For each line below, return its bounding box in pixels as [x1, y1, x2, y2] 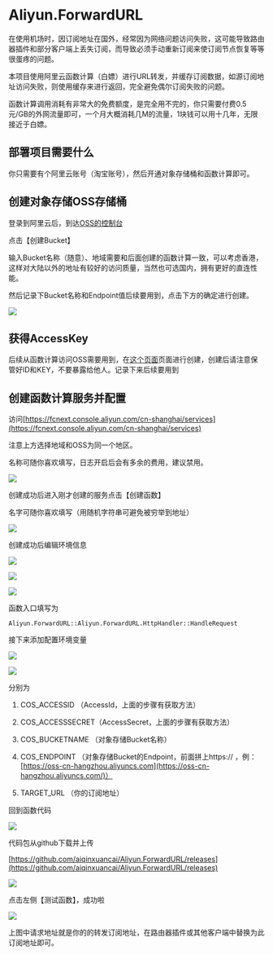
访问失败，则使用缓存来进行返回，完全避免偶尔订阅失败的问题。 [15, 81, 229, 91]
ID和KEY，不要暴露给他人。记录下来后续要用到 [22, 365, 180, 375]
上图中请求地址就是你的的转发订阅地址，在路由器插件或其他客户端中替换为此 [8, 927, 265, 938]
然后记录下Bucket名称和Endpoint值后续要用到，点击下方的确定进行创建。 [8, 290, 254, 300]
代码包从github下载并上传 [8, 838, 94, 848]
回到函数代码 [8, 805, 51, 816]
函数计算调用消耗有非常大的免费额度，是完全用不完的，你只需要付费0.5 [8, 99, 247, 108]
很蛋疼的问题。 [8, 54, 58, 64]
